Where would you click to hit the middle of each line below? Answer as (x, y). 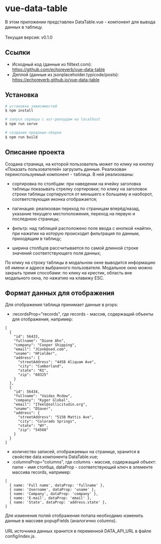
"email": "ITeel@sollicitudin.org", (51, 405)
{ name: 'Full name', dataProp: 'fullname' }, (57, 485)
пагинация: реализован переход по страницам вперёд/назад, (76, 208)
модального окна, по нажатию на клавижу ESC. (55, 278)
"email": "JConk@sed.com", (41, 350)
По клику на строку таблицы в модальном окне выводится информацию (80, 262)
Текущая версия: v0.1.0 (29, 37)
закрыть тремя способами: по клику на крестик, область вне (69, 272)
